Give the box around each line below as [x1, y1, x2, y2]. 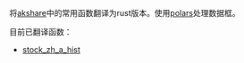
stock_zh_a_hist [21, 44, 80, 55]
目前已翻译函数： [9, 27, 72, 37]
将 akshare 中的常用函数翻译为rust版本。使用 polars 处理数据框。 [9, 8, 240, 18]
